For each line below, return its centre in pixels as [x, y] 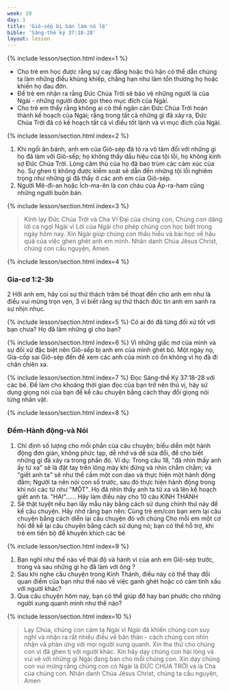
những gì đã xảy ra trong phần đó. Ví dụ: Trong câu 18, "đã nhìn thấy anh [119, 460]
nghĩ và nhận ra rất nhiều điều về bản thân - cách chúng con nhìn [116, 637]
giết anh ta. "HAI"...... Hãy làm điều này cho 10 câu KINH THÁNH [107, 497]
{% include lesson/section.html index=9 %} [68, 546]
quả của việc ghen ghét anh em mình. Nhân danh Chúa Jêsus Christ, [121, 241]
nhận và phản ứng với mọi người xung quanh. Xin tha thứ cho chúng [119, 644]
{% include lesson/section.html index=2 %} [68, 136]
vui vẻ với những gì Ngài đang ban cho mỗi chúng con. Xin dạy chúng [122, 659]
